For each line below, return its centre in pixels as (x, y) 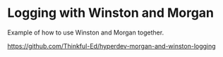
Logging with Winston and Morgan (110, 13)
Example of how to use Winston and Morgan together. (86, 32)
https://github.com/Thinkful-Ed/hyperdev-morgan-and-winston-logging (112, 46)
